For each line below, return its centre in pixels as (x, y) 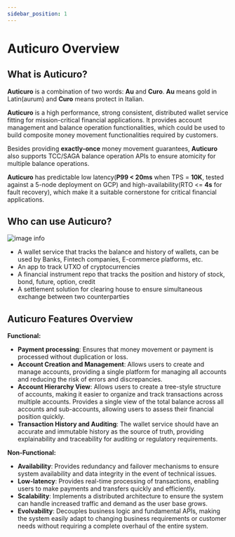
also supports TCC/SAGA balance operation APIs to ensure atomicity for (112, 156)
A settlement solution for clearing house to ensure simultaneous (110, 290)
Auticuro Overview (63, 48)
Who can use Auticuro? (60, 222)
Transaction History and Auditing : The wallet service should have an (118, 424)
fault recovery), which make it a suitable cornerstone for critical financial (112, 192)
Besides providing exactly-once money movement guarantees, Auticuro (113, 148)
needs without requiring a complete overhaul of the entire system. (113, 526)
